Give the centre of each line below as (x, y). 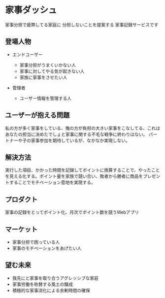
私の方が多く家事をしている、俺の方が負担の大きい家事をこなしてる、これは (83, 128)
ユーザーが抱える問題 (37, 116)
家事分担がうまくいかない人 (48, 65)
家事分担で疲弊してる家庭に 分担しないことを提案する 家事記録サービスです (82, 25)
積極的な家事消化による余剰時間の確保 (51, 290)
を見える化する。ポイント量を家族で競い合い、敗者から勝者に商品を (74, 176)
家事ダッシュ (31, 10)
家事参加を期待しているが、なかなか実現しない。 (81, 140)
